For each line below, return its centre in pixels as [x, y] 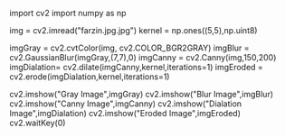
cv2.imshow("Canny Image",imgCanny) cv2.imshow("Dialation [126, 104]
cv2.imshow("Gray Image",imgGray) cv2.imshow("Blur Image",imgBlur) [142, 94]
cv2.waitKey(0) [38, 123]
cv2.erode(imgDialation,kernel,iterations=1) [90, 77]
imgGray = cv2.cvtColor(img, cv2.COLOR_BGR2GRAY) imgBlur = [130, 48]
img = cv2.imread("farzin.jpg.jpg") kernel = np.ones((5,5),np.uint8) [133, 30]
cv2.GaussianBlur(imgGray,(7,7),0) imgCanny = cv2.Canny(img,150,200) [143, 57]
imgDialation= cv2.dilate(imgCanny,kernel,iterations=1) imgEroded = [137, 67]
